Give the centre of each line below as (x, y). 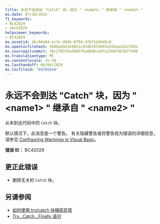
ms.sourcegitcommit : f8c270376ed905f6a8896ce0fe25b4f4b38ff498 (72, 51)
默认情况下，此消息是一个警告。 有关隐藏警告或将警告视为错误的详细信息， (81, 133)
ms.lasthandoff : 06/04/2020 (34, 65)
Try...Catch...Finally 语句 (37, 216)
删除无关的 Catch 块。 (34, 180)
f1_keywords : (19, 19)
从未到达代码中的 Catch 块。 (34, 122)
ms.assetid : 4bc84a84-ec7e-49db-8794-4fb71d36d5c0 (58, 42)
